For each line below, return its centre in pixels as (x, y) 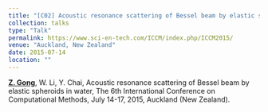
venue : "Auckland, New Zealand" (62, 45)
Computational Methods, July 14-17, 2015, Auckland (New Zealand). (119, 99)
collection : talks (39, 23)
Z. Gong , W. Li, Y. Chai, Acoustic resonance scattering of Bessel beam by (129, 82)
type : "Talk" (30, 30)
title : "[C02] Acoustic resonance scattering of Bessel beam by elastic (132, 15)
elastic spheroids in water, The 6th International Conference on (112, 91)
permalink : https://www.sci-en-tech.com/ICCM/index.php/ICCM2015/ (121, 38)
